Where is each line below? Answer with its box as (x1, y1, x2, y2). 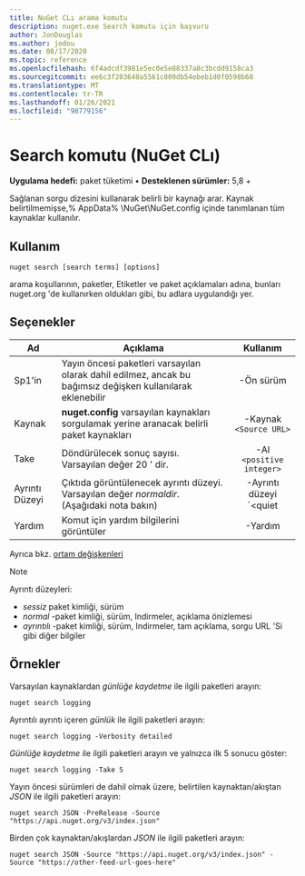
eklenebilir (61, 391, 106, 403)
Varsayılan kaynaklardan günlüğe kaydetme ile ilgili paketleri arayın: (9, 681, 261, 692)
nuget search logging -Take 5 (9, 765, 124, 774)
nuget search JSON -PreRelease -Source (9, 808, 161, 818)
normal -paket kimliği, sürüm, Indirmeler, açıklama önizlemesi (22, 611, 252, 622)
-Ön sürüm (239, 373, 288, 386)
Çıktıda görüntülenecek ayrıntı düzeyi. (61, 476, 223, 489)
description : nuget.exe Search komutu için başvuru (9, 22, 209, 31)
